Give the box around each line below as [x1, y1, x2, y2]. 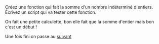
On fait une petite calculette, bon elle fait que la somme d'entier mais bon [5, 19, 154, 24]
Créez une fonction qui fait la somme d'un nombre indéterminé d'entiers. [5, 4, 153, 10]
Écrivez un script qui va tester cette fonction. [5, 9, 97, 15]
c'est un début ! [5, 24, 37, 30]
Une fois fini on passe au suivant [5, 34, 72, 39]
